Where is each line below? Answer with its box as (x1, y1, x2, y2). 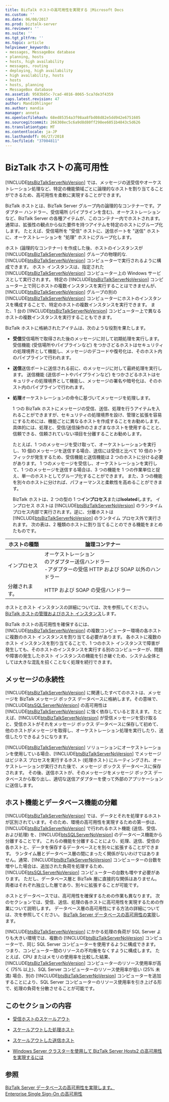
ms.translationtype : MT (5, 124, 55, 129)
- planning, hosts (5, 54, 44, 59)
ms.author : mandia (5, 106, 44, 111)
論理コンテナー (85, 541, 121, 548)
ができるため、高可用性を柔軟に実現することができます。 (5, 192, 124, 198)
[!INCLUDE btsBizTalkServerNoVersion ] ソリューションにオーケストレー (5, 744, 153, 750)
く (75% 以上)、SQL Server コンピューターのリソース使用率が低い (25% (5, 966, 154, 973)
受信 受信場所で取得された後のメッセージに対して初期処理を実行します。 (12, 336, 162, 342)
